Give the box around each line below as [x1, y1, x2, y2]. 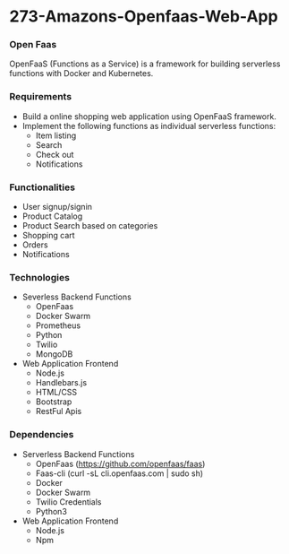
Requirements [9, 91, 72, 103]
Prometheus [35, 320, 81, 331]
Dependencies [9, 428, 74, 441]
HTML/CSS [35, 387, 78, 398]
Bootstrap [35, 396, 72, 407]
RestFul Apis [35, 406, 82, 417]
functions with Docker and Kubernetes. [9, 68, 154, 79]
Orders [21, 239, 48, 250]
